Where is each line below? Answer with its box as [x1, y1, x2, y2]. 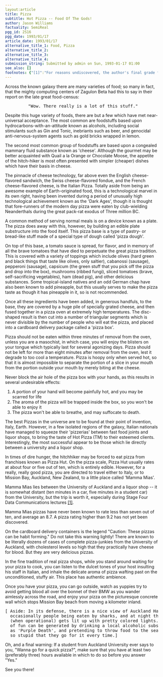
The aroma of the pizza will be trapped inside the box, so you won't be [12, 399, 153, 405]
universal [5, 117, 23, 123]
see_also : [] [5, 66, 32, 71]
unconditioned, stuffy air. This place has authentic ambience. [5, 574, 127, 580]
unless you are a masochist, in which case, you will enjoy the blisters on [5, 339, 149, 345]
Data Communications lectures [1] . [5, 499, 74, 505]
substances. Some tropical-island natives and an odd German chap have [5, 279, 150, 284]
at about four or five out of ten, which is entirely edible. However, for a [5, 464, 146, 470]
